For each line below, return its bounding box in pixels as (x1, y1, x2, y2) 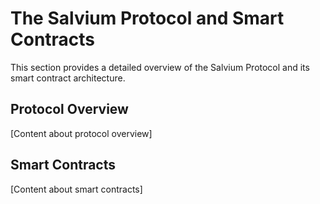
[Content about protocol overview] (10, 127, 153, 139)
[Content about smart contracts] (10, 183, 143, 195)
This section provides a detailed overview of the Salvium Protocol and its (10, 61, 310, 73)
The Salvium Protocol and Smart (10, 7, 285, 30)
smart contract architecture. (10, 72, 126, 84)
